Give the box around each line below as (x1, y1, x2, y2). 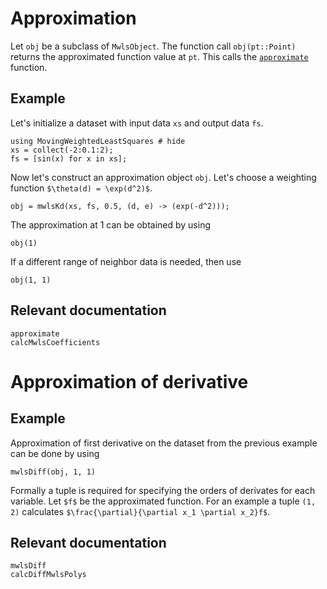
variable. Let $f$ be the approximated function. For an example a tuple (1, (10, 495, 317, 507)
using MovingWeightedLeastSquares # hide (10, 136, 186, 146)
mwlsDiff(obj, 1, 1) (10, 467, 97, 477)
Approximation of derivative (10, 370, 249, 393)
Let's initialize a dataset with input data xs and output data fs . (10, 117, 264, 129)
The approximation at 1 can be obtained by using (10, 218, 211, 231)
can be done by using (10, 447, 100, 459)
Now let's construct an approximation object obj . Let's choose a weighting (10, 171, 317, 183)
